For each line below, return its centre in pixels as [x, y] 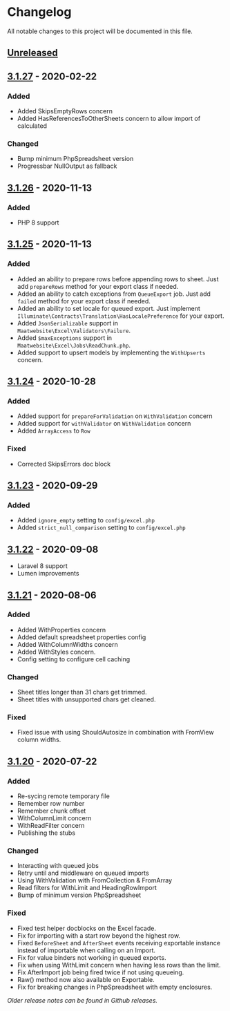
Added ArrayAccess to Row [54, 431]
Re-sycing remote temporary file [64, 796]
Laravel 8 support [42, 566]
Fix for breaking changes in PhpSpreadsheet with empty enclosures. [115, 987]
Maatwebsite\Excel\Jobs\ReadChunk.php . [74, 345]
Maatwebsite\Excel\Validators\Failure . [74, 330]
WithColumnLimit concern [54, 818]
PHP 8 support [38, 223]
